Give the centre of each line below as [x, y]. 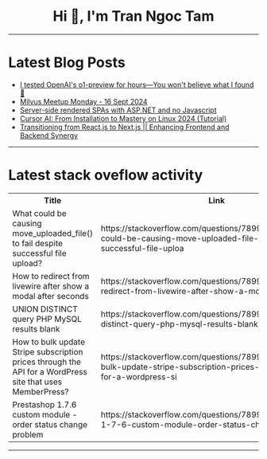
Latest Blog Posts [67, 63]
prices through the [47, 362]
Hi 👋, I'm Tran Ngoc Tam [133, 16]
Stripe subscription [48, 351]
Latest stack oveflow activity [106, 175]
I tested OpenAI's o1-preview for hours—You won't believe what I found [137, 84]
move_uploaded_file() [53, 233]
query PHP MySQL [47, 319]
